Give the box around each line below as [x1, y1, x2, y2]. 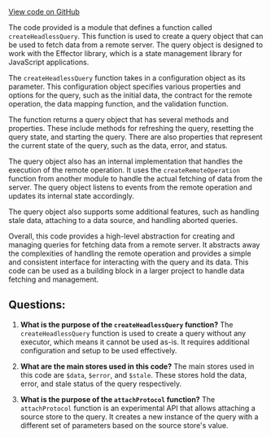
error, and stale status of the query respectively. [20, 379, 181, 388]
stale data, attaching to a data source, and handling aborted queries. [8, 216, 238, 225]
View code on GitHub [8, 7, 80, 16]
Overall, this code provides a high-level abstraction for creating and [8, 231, 235, 241]
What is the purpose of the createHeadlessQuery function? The [20, 319, 234, 329]
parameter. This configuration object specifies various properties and [8, 81, 242, 91]
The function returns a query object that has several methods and [8, 115, 229, 125]
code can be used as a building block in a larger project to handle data [8, 266, 245, 275]
